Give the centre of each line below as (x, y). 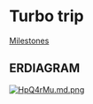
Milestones (29, 41)
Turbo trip (46, 16)
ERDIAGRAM (45, 68)
